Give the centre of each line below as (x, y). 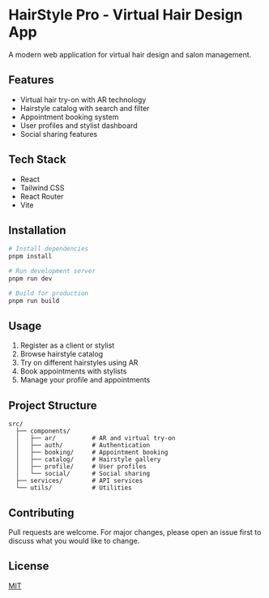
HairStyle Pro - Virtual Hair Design (126, 15)
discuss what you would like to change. (74, 541)
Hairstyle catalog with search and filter (85, 108)
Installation (37, 230)
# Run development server (52, 271)
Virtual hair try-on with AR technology (83, 100)
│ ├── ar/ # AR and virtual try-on (96, 438)
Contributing (41, 513)
